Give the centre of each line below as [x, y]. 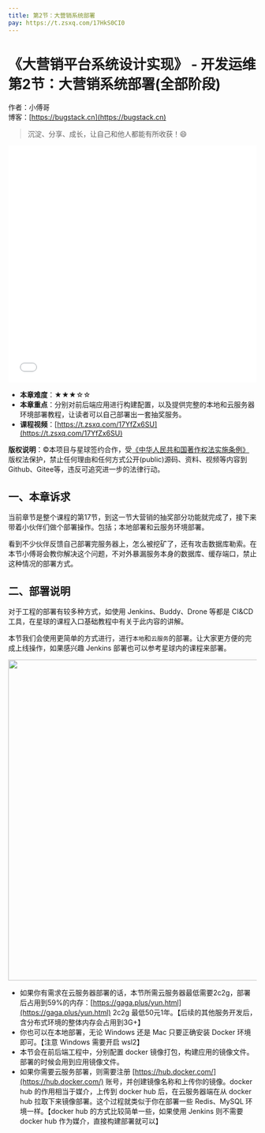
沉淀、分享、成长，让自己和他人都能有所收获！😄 [107, 134]
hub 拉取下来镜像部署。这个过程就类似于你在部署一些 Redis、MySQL [132, 1101]
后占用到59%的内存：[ [56, 1003]
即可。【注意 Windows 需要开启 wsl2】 [82, 1042]
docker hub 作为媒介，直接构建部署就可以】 [91, 1121]
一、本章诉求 [39, 497]
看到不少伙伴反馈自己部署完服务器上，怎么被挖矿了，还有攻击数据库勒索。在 [132, 544]
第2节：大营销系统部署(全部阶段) [114, 84]
